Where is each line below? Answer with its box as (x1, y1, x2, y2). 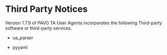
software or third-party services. (5, 25, 72, 31)
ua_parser (12, 35, 33, 41)
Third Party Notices (5, 3, 88, 15)
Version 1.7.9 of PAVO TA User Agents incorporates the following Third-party (5, 20, 162, 26)
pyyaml (12, 44, 28, 50)
